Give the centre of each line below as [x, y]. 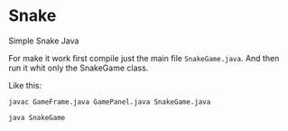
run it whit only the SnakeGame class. [79, 68]
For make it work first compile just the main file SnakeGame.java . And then [144, 58]
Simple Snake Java [44, 41]
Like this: [25, 85]
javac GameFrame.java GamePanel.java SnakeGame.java [110, 102]
